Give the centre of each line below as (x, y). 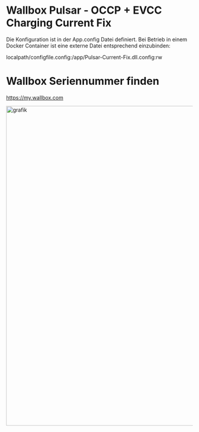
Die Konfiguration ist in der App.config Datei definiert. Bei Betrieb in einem (97, 39)
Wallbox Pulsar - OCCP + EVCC (84, 10)
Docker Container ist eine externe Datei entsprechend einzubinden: (88, 46)
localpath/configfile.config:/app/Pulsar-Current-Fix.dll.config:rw (84, 57)
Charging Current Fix (59, 23)
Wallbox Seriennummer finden (83, 81)
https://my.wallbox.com (35, 97)
